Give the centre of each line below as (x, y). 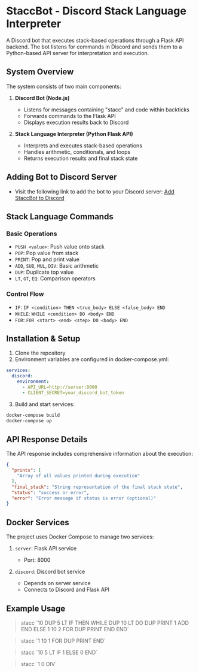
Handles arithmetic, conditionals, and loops (77, 152)
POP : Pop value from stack (47, 253)
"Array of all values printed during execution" (79, 476)
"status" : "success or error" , (50, 492)
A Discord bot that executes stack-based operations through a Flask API (95, 40)
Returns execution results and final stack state (81, 158)
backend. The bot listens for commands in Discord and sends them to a (94, 47)
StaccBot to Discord (39, 198)
